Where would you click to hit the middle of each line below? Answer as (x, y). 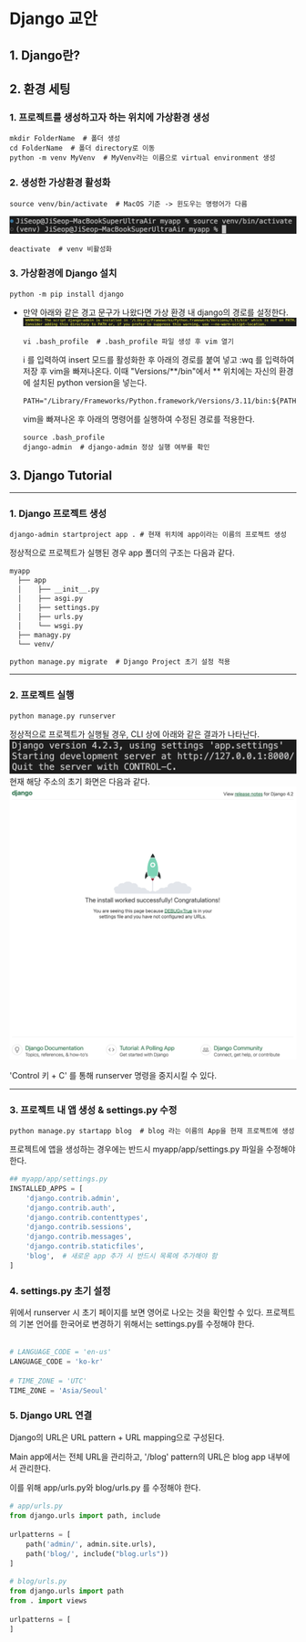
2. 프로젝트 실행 (42, 695)
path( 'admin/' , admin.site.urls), (91, 1544)
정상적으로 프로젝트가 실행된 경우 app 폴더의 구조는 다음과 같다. (122, 553)
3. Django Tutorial (61, 475)
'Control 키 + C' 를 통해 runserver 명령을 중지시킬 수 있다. (113, 1075)
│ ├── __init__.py (59, 590)
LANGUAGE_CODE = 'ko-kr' (56, 1362)
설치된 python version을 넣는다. (90, 383)
